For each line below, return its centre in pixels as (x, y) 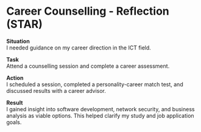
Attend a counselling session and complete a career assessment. (88, 66)
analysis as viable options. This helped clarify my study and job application (100, 116)
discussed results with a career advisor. (56, 90)
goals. (14, 122)
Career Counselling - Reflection (88, 11)
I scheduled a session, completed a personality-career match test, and (95, 84)
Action (15, 78)
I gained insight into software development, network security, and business (100, 109)
